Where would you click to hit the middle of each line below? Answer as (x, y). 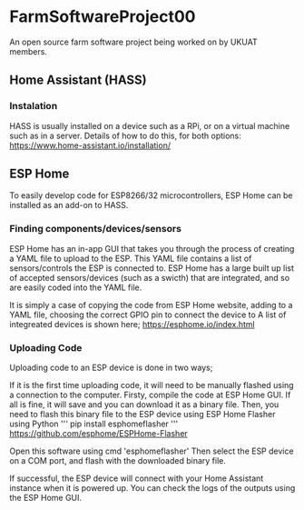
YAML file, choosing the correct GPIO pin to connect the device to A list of (148, 315)
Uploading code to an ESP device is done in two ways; (111, 368)
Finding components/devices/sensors (95, 229)
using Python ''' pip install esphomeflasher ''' (94, 424)
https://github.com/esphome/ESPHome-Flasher (98, 434)
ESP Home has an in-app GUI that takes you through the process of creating (152, 248)
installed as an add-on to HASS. (69, 205)
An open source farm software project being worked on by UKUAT (133, 42)
